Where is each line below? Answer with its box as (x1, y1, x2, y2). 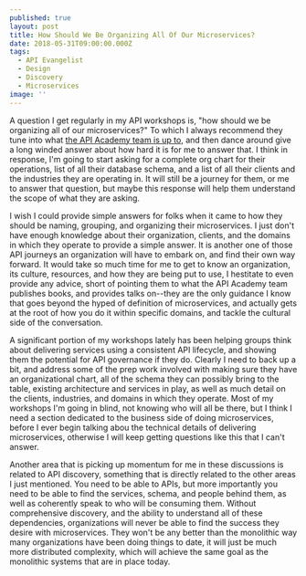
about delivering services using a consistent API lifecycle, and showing (9, 344, 277, 355)
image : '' (9, 89, 47, 99)
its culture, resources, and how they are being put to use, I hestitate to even (9, 268, 294, 279)
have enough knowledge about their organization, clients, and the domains (9, 229, 290, 240)
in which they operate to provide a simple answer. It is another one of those (9, 239, 293, 250)
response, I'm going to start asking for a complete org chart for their (9, 153, 267, 164)
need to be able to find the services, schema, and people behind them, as (9, 487, 287, 498)
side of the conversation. (9, 317, 103, 328)
